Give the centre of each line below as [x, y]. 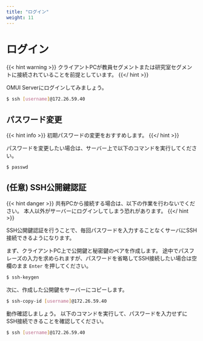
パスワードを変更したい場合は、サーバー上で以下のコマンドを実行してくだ [99, 148]
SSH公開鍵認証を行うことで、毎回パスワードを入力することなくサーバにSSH [102, 230]
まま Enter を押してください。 [54, 266]
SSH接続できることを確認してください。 [57, 321]
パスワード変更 [34, 120]
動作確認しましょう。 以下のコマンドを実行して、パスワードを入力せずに [97, 313]
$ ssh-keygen [23, 277]
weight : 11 [20, 18]
